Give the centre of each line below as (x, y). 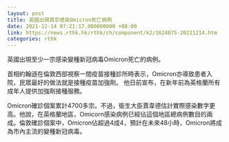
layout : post (26, 13)
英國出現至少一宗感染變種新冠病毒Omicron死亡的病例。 (86, 60)
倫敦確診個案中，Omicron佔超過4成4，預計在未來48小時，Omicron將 (117, 123)
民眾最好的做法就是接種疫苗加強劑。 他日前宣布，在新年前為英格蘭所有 (120, 82)
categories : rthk (32, 39)
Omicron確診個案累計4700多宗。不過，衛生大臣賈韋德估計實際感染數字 (108, 106)
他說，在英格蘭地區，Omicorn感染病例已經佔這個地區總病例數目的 (113, 115)
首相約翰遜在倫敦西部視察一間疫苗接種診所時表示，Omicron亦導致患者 (107, 74)
